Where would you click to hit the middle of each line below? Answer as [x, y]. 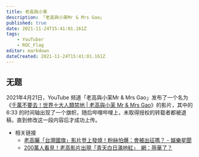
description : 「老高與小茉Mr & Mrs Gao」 [55, 17]
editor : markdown [28, 51]
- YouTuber [30, 40]
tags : [13, 34]
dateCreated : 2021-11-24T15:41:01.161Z [56, 56]
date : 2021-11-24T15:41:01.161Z [46, 28]
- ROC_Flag [30, 46]
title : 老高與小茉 [27, 12]
